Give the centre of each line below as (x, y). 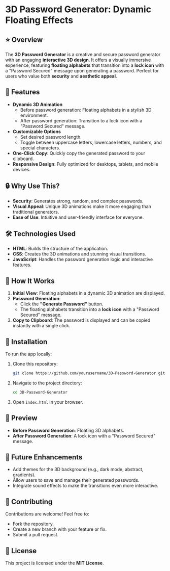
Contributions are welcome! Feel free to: (47, 514)
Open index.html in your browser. (48, 402)
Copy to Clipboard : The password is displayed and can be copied (81, 320)
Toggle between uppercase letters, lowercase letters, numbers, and (91, 142)
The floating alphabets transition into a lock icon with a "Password (90, 309)
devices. (22, 169)
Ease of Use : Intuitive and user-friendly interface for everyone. (78, 217)
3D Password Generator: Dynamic (78, 9)
